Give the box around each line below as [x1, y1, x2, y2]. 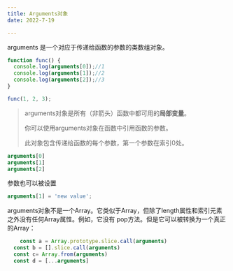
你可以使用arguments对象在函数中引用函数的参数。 [24, 124, 173, 132]
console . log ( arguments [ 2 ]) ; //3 [13, 76, 105, 84]
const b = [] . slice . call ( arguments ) [13, 244, 120, 251]
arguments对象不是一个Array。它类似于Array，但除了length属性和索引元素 [7, 207, 223, 215]
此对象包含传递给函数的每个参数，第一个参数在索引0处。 [24, 138, 188, 147]
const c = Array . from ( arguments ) [13, 251, 108, 258]
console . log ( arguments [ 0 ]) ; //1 [13, 64, 105, 71]
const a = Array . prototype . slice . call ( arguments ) [20, 238, 168, 245]
